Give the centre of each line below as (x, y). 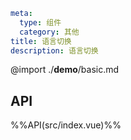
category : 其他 (49, 32)
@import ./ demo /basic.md (65, 70)
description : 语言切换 (54, 50)
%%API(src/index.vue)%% (66, 125)
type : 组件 (40, 22)
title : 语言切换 (41, 41)
